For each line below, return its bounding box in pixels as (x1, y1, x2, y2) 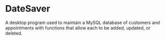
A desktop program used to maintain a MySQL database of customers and (5, 19, 160, 25)
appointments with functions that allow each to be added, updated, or (5, 24, 151, 30)
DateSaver (5, 3, 51, 14)
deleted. (5, 30, 23, 36)
